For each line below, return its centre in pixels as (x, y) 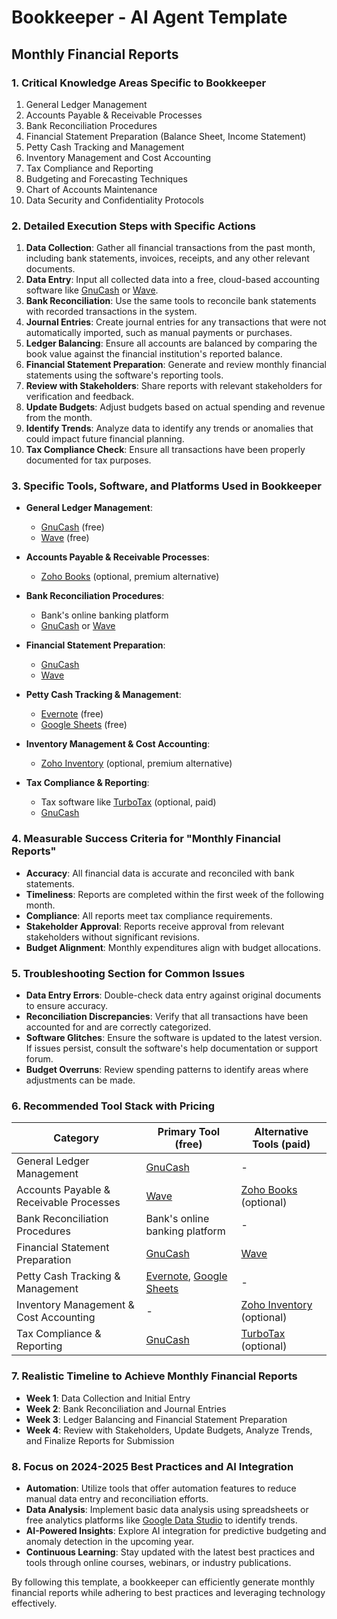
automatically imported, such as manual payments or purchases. (159, 333)
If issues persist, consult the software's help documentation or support (172, 1048)
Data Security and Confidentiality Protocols (114, 200)
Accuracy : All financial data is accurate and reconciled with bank (160, 873)
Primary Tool (189, 1132)
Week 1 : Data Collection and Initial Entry (108, 1398)
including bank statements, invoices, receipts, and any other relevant (167, 258)
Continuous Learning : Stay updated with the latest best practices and (170, 1552)
